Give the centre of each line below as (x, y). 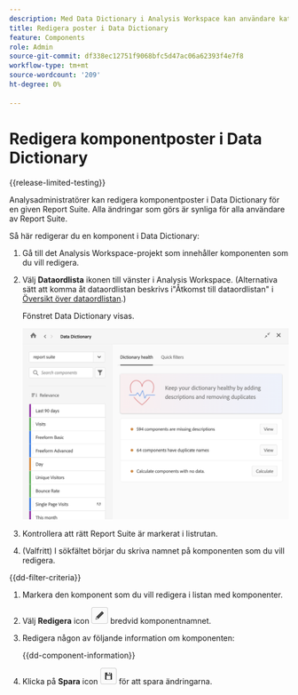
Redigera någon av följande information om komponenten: (128, 638)
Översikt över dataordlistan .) (74, 299)
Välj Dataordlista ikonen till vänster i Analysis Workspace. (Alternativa (149, 279)
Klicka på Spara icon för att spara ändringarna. (117, 682)
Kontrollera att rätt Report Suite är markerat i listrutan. (120, 534)
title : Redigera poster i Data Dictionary (89, 28)
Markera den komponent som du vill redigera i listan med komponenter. (153, 595)
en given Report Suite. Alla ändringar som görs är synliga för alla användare (147, 209)
